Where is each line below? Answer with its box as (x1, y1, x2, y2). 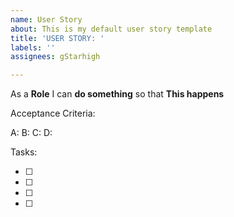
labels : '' (10, 42, 56, 53)
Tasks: (10, 146, 38, 158)
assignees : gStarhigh (10, 52, 101, 62)
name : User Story (10, 14, 83, 25)
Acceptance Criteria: (10, 107, 96, 120)
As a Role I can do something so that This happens (10, 88, 225, 100)
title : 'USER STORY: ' (10, 33, 105, 43)
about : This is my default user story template (10, 24, 213, 34)
